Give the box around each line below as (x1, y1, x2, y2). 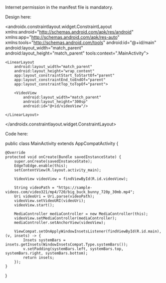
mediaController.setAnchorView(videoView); (14, 220, 106, 225)
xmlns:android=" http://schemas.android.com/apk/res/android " (5, 29, 134, 34)
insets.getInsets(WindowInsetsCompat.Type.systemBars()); (5, 242, 128, 247)
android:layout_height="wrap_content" (14, 68, 95, 73)
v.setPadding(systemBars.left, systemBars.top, (23, 246, 124, 251)
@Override (5, 150, 26, 155)
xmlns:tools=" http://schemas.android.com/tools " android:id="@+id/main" (5, 39, 157, 45)
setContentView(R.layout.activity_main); (14, 167, 101, 172)
